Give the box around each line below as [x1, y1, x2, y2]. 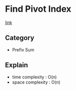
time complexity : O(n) [12, 74, 57, 80]
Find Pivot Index [5, 3, 72, 15]
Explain [5, 61, 28, 69]
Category [5, 34, 35, 42]
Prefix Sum [12, 46, 35, 52]
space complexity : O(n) [12, 79, 61, 85]
